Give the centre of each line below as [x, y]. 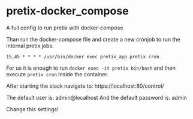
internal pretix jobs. [30, 46]
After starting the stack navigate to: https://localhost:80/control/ [85, 86]
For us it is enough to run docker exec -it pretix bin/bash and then [91, 68]
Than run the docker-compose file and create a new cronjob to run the [94, 39]
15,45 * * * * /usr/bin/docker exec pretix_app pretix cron [83, 56]
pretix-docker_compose [67, 11]
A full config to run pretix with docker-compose [65, 28]
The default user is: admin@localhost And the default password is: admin [96, 97]
